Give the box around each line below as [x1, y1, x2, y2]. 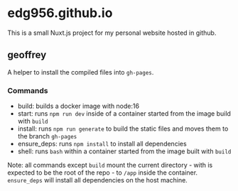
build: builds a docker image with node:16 [17, 102, 140, 111]
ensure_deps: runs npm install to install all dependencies [17, 140, 187, 148]
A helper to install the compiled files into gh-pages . [7, 67, 154, 76]
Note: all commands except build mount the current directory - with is [7, 161, 213, 170]
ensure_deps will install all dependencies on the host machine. [7, 176, 188, 185]
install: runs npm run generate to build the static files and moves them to [17, 124, 229, 133]
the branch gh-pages [17, 132, 77, 141]
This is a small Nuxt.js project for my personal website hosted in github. [7, 28, 217, 37]
